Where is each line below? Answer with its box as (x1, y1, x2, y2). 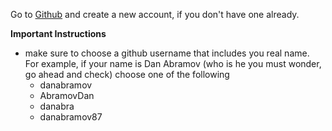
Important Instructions (10, 28, 107, 39)
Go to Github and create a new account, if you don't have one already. (10, 9, 300, 20)
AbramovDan (39, 90, 95, 101)
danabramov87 (39, 111, 103, 123)
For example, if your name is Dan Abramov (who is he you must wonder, (24, 58, 322, 69)
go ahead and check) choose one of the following (24, 69, 230, 80)
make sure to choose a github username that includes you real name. (24, 47, 310, 59)
